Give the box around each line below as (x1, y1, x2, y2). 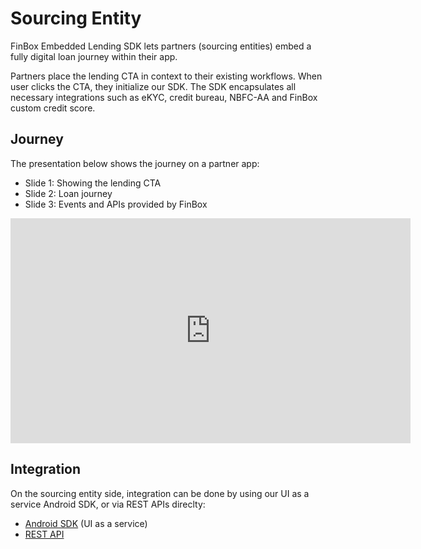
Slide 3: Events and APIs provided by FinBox (24, 198, 208, 210)
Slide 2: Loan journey (24, 187, 113, 199)
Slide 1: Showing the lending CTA (24, 177, 162, 189)
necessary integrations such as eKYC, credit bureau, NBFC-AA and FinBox (10, 91, 318, 103)
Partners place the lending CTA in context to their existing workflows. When (10, 70, 323, 82)
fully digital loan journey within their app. (10, 50, 178, 62)
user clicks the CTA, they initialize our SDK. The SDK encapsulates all (10, 80, 297, 92)
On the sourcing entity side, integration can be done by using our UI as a (10, 487, 310, 499)
